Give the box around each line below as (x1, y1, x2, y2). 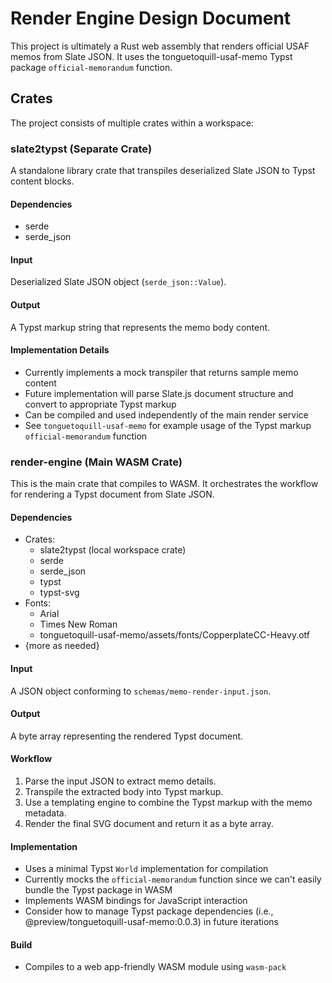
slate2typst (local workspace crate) (39, 544, 187, 556)
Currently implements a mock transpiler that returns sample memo (24, 366, 299, 378)
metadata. (24, 807, 67, 819)
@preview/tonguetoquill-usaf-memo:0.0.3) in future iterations (24, 916, 279, 928)
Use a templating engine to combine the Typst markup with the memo (24, 796, 313, 808)
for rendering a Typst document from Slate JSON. (10, 488, 215, 501)
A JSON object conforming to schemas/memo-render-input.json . (10, 685, 272, 697)
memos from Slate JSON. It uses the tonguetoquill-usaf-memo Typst (10, 50, 293, 62)
